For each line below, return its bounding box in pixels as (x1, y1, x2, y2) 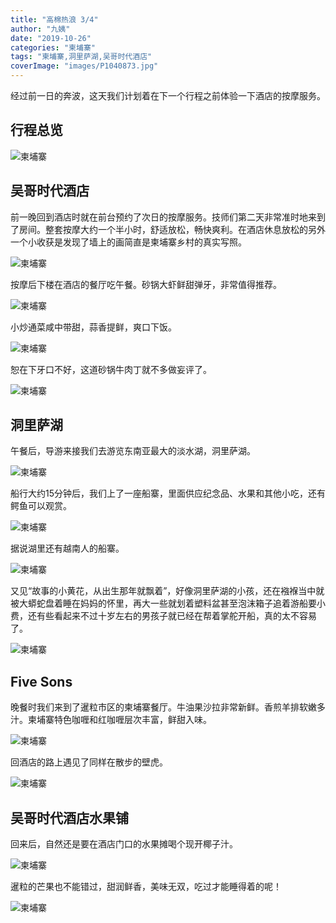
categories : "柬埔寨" (10, 42, 96, 53)
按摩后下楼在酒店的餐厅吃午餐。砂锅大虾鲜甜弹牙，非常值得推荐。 (10, 278, 282, 290)
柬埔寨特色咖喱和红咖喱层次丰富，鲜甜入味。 (27, 714, 212, 726)
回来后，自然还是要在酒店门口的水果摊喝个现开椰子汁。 (10, 838, 238, 850)
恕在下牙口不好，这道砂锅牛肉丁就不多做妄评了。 (10, 363, 212, 375)
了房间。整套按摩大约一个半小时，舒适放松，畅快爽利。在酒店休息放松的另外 (10, 223, 326, 235)
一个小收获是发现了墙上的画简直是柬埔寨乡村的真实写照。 (10, 236, 247, 248)
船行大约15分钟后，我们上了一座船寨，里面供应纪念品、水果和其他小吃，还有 (10, 487, 326, 500)
